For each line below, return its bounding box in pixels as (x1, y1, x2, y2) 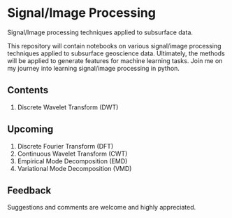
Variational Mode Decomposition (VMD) (17, 164, 132, 172)
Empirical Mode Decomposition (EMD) (17, 156, 128, 165)
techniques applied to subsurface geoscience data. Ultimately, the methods (7, 49, 225, 57)
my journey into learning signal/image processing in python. (7, 64, 180, 72)
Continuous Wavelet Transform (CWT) (17, 149, 128, 158)
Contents (7, 84, 49, 96)
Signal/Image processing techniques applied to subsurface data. (7, 28, 194, 36)
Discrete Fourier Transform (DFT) (17, 142, 114, 150)
